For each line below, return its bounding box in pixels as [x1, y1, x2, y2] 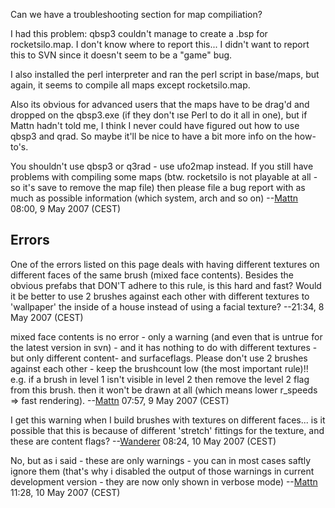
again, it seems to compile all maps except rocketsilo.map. [10, 79, 251, 91]
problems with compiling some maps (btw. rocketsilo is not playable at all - [10, 171, 318, 183]
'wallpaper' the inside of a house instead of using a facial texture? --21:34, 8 [10, 300, 325, 313]
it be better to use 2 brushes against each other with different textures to [10, 290, 310, 302]
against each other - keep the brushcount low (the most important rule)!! [10, 362, 309, 374]
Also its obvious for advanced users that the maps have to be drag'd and [10, 99, 310, 110]
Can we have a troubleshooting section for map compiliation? [10, 9, 263, 20]
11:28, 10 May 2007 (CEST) [10, 486, 121, 498]
